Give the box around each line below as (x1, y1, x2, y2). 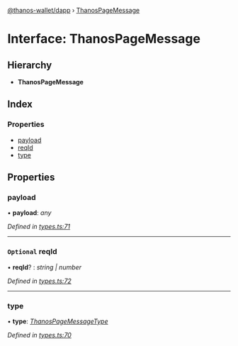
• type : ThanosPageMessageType (7, 317, 108, 325)
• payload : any (7, 208, 52, 217)
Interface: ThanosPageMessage (7, 31, 200, 47)
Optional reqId (7, 247, 58, 257)
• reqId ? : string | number (7, 262, 82, 272)
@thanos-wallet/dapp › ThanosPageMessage (7, 6, 140, 14)
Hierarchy (7, 59, 52, 71)
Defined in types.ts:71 (7, 223, 71, 231)
